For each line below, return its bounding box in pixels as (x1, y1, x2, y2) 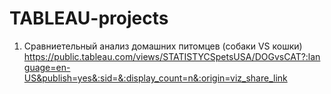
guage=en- (23, 61, 71, 73)
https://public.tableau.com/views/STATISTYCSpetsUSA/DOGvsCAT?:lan (23, 50, 321, 62)
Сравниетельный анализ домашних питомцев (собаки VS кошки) (23, 40, 303, 52)
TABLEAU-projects (9, 7, 169, 30)
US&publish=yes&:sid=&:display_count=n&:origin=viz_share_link (23, 72, 288, 84)
